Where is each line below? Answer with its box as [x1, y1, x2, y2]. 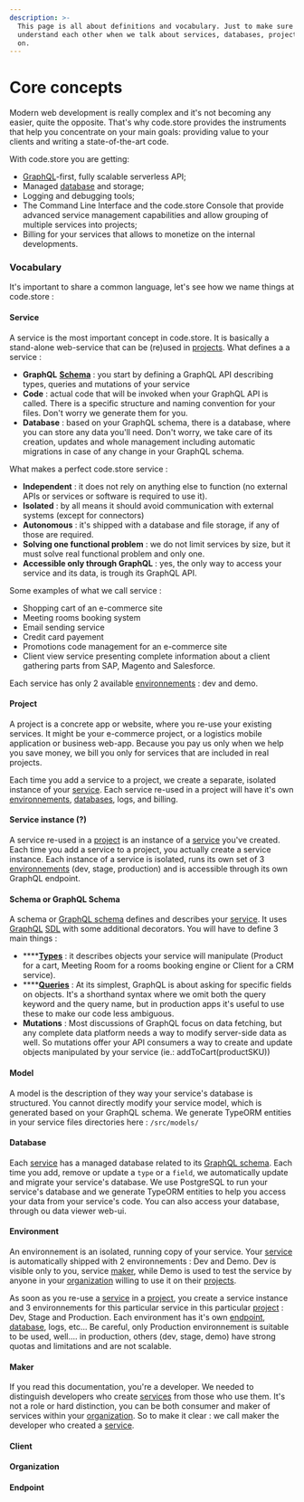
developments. [22, 239, 79, 250]
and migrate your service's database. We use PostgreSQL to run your [9, 1176, 269, 1187]
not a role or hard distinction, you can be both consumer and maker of [9, 1401, 271, 1412]
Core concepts [9, 78, 123, 98]
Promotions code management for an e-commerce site [22, 641, 228, 651]
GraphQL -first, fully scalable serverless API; [22, 171, 187, 182]
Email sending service [22, 622, 106, 632]
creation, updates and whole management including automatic [22, 436, 256, 447]
